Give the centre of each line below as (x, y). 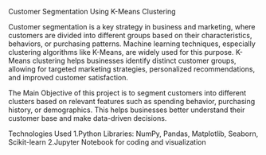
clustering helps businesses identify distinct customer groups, (134, 60)
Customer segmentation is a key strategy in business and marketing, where (132, 27)
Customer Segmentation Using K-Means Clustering (92, 12)
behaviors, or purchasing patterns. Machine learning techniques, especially (132, 44)
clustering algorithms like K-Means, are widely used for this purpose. (121, 52)
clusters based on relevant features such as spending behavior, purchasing (132, 101)
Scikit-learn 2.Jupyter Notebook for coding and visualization (107, 142)
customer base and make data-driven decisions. (88, 118)
